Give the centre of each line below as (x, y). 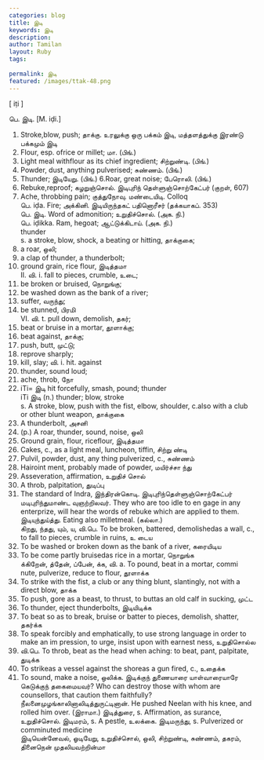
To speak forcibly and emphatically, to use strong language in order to (133, 634)
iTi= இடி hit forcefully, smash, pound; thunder (93, 388)
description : (30, 37)
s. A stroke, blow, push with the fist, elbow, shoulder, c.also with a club (134, 406)
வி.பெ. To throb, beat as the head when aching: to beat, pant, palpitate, (134, 650)
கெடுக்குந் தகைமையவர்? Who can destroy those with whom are (120, 686)
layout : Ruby (30, 52)
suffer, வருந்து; (43, 301)
